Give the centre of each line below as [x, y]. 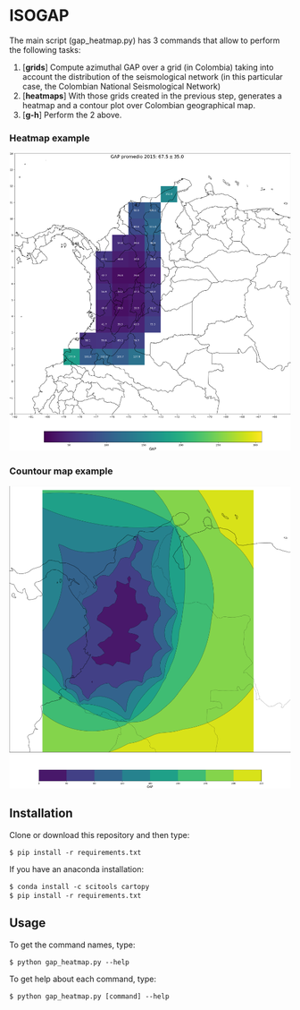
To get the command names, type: [72, 945]
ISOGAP [39, 16]
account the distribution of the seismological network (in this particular [152, 76]
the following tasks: [45, 49]
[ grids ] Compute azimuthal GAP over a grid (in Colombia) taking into [148, 67]
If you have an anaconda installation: [77, 869]
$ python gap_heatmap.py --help [69, 962]
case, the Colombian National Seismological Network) [121, 86]
